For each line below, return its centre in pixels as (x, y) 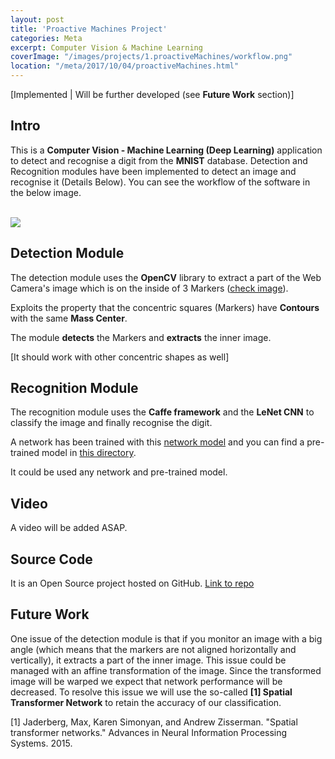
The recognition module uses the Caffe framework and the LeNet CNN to (162, 412)
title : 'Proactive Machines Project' (89, 29)
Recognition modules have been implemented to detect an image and (153, 171)
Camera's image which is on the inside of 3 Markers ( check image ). (149, 288)
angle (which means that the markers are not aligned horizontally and (153, 649)
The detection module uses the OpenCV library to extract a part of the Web (166, 277)
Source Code (51, 559)
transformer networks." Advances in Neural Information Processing (149, 732)
